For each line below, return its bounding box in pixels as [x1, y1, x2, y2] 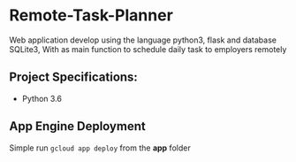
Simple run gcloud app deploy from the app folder [9, 143, 192, 153]
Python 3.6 [21, 93, 62, 104]
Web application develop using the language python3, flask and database [9, 35, 277, 45]
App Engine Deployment [9, 119, 146, 134]
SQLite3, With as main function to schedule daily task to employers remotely [9, 43, 287, 54]
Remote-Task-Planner [9, 5, 174, 26]
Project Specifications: [9, 70, 139, 85]
